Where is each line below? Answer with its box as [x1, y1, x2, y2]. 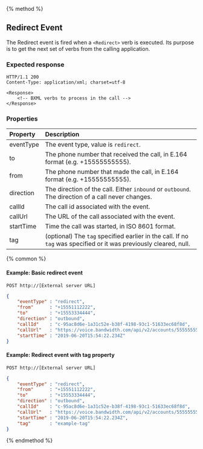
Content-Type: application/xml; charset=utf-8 [6, 79, 126, 85]
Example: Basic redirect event [6, 269, 83, 276]
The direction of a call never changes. [45, 193, 152, 201]
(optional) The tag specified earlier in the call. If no [45, 232, 189, 241]
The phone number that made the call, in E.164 [45, 168, 179, 176]
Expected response [6, 60, 65, 68]
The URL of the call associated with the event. [45, 212, 175, 221]
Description [45, 130, 80, 139]
